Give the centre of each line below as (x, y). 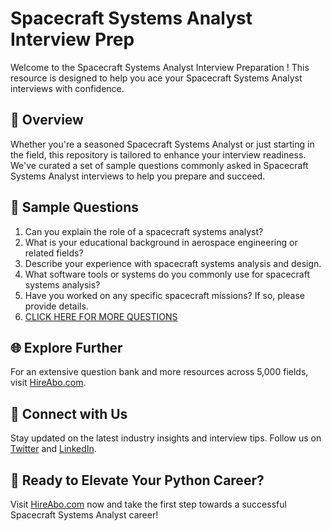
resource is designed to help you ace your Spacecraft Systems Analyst (156, 78)
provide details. (56, 306)
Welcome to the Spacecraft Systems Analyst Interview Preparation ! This (160, 67)
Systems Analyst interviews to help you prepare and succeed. (138, 176)
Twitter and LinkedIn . (53, 449)
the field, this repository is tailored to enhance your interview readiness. (158, 154)
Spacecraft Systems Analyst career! (84, 515)
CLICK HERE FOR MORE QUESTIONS (101, 316)
